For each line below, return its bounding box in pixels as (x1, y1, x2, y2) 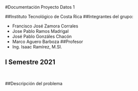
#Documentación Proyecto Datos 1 (5, 4, 75, 10)
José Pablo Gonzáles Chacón (12, 34, 72, 39)
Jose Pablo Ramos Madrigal (12, 28, 69, 34)
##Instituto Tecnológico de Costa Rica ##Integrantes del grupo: (5, 14, 134, 19)
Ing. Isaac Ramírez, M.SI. (12, 44, 62, 49)
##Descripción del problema (5, 80, 63, 86)
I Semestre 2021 (5, 58, 55, 67)
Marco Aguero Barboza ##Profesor (12, 39, 83, 45)
